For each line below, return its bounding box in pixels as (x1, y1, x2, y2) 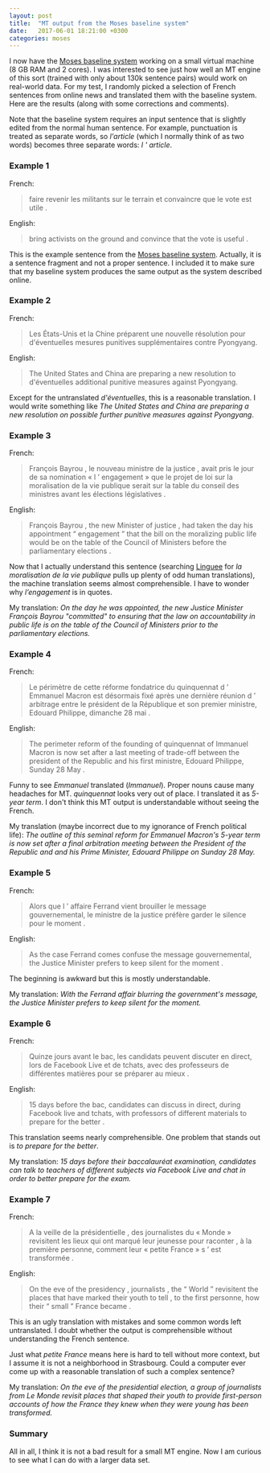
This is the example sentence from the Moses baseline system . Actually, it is (9, 249, 262, 259)
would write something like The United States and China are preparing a (9, 401, 250, 411)
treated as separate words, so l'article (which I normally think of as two (9, 132, 244, 142)
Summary (9, 1428, 49, 1439)
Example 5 (9, 868, 51, 879)
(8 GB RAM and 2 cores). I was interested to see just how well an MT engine (9, 65, 261, 75)
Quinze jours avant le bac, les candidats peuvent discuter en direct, (28, 1052, 252, 1061)
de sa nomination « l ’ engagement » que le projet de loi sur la (28, 472, 234, 482)
